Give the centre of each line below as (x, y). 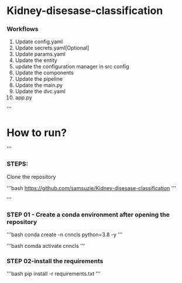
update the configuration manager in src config (72, 67)
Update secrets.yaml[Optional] (52, 48)
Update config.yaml (39, 42)
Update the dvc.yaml (40, 91)
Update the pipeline (39, 79)
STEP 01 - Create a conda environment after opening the (88, 215)
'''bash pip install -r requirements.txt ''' (54, 274)
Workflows (23, 29)
